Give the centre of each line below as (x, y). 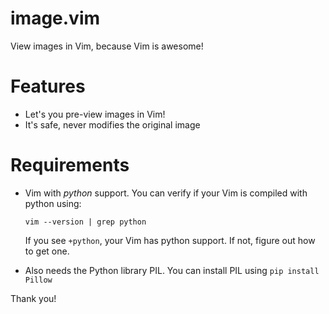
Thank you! (33, 298)
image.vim (55, 18)
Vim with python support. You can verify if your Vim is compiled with (166, 193)
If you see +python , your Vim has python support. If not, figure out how (170, 240)
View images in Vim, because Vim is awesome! (107, 46)
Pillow (38, 280)
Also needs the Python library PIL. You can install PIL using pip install (172, 270)
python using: (53, 203)
